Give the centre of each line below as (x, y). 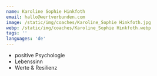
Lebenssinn (29, 61)
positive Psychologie (40, 55)
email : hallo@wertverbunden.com (46, 17)
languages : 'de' (26, 39)
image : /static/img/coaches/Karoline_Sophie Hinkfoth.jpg (78, 22)
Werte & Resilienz (36, 68)
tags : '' (17, 33)
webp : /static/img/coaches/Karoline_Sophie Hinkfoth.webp (78, 28)
